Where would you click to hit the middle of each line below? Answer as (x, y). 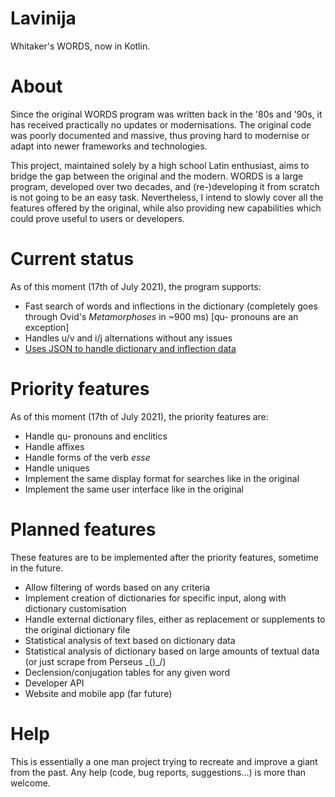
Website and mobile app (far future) (98, 693)
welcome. (30, 783)
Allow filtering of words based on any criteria (117, 587)
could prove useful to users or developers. (97, 218)
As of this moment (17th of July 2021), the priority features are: (139, 416)
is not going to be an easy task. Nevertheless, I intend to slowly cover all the (167, 197)
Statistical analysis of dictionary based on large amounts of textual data (172, 651)
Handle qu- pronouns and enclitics (96, 436)
